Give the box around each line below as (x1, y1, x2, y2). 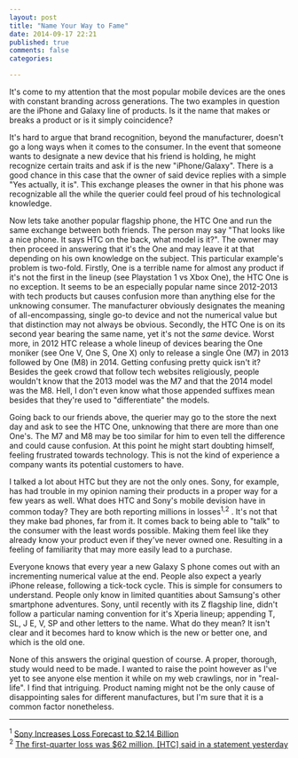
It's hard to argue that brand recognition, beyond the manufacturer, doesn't (9, 132, 284, 142)
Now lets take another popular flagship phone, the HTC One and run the (9, 215, 272, 226)
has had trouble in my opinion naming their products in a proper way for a (9, 486, 278, 496)
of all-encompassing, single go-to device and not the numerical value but (9, 310, 278, 320)
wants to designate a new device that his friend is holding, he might (9, 151, 256, 161)
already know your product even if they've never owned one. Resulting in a (9, 534, 284, 545)
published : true (9, 37, 69, 47)
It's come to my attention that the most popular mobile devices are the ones (9, 86, 286, 97)
